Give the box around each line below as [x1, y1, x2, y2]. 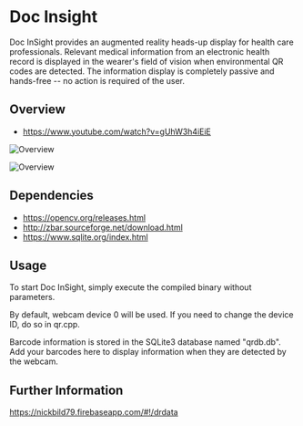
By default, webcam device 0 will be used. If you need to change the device [9, 309, 294, 320]
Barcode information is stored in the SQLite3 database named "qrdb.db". [9, 337, 282, 348]
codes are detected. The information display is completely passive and [9, 66, 275, 77]
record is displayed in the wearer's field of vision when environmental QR [9, 56, 284, 67]
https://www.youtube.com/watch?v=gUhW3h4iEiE [22, 126, 212, 137]
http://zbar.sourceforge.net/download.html [22, 222, 184, 233]
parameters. [9, 292, 56, 303]
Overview [9, 102, 66, 118]
